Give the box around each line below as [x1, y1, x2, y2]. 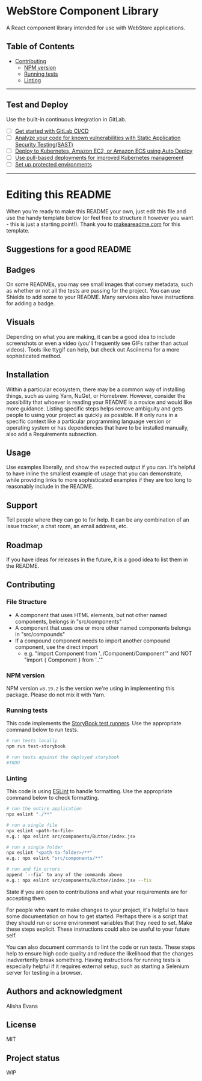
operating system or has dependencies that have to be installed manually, [6, 424, 189, 431]
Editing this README [6, 188, 112, 202]
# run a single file [6, 822, 58, 828]
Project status [6, 1053, 60, 1063]
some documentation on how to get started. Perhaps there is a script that [6, 912, 188, 920]
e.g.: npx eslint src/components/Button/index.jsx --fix [6, 877, 152, 883]
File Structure [6, 598, 47, 606]
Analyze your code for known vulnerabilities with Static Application [14, 134, 181, 141]
